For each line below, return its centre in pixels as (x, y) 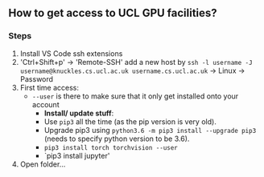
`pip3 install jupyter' (77, 155)
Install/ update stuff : (79, 113)
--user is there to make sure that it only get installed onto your (135, 96)
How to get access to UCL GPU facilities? (113, 13)
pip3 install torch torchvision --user (111, 147)
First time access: (49, 87)
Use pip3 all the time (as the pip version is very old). (130, 121)
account (45, 104)
